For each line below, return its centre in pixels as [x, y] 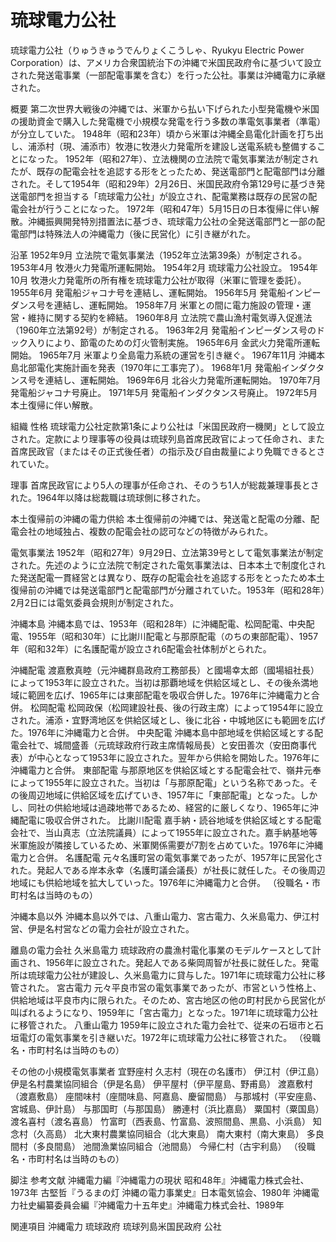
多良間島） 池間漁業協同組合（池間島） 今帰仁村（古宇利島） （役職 [176, 1146]
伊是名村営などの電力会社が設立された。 [111, 928]
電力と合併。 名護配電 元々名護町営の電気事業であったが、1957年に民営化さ [167, 857]
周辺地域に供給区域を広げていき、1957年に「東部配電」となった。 [164, 795]
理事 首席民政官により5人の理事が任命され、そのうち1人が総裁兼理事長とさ [165, 485]
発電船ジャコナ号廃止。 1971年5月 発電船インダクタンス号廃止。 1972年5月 [164, 392]
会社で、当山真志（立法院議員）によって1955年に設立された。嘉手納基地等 [164, 832]
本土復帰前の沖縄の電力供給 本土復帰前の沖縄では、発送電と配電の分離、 [160, 518]
